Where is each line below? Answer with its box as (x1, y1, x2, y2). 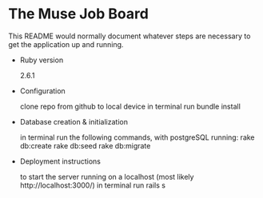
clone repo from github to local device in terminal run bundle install (19, 101, 241, 111)
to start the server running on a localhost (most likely (19, 172, 194, 181)
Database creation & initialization (19, 117, 128, 126)
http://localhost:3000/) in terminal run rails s (19, 180, 166, 190)
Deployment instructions (19, 156, 102, 166)
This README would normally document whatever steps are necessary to (8, 31, 251, 41)
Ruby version (19, 55, 64, 65)
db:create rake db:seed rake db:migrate (19, 141, 151, 150)
